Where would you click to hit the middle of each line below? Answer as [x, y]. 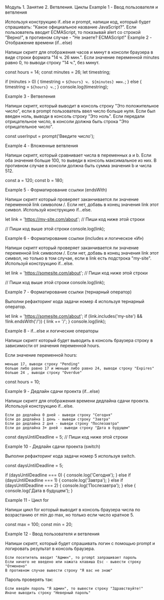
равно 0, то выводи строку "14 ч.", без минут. [52, 63]
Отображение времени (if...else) [39, 43]
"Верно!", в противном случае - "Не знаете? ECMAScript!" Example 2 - [79, 37]
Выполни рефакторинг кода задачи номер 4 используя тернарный [75, 301]
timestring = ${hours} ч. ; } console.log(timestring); [57, 87]
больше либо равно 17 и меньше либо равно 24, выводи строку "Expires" [80, 368]
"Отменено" [16, 566]
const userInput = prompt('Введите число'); [50, 136]
